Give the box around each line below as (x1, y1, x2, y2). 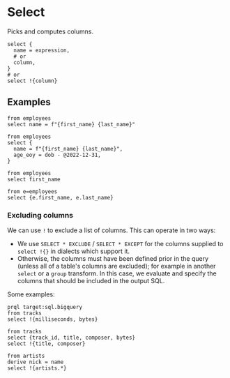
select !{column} (7, 77, 58, 84)
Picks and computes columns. (7, 27, 94, 36)
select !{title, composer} (7, 340, 86, 347)
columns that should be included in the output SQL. (17, 277, 165, 285)
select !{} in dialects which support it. (17, 247, 130, 255)
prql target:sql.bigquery (7, 304, 82, 311)
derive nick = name (7, 358, 64, 366)
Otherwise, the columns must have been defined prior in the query (17, 255, 209, 263)
